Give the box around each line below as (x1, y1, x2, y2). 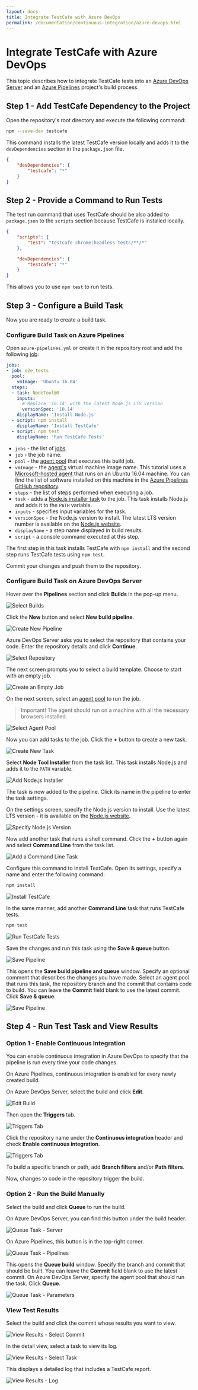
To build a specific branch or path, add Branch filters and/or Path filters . (6, 1163, 185, 1170)
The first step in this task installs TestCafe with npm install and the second (6, 544, 190, 552)
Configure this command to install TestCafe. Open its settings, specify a (6, 864, 182, 871)
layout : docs (6, 8, 39, 15)
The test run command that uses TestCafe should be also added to (6, 211, 170, 218)
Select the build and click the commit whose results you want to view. (6, 1319, 176, 1327)
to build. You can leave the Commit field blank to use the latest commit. (6, 986, 181, 994)
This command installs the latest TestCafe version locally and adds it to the (6, 139, 189, 146)
